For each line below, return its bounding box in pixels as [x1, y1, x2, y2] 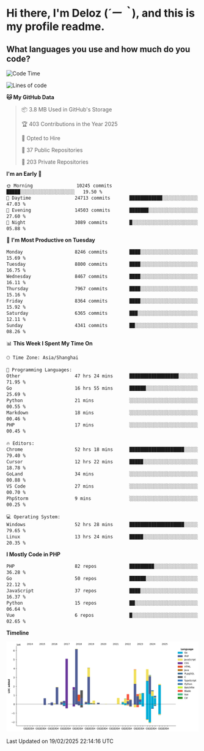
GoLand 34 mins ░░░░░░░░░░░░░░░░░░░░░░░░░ [6, 471, 199, 477]
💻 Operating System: [6, 514, 61, 520]
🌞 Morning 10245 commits [6, 183, 112, 189]
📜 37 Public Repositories [21, 146, 83, 154]
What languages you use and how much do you [6, 44, 191, 55]
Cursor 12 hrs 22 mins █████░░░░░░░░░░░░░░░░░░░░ [6, 459, 199, 465]
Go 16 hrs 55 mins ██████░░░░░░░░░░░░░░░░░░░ [6, 385, 199, 391]
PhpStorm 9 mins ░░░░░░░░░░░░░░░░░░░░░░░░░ [6, 496, 199, 502]
